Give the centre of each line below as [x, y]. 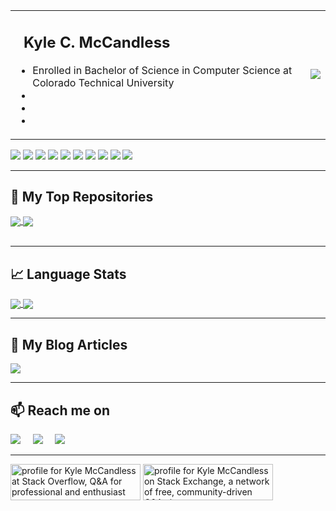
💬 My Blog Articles [69, 344]
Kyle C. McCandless [97, 42]
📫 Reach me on [60, 410]
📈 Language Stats [68, 274]
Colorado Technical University [103, 82]
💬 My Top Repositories [82, 196]
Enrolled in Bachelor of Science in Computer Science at [162, 70]
